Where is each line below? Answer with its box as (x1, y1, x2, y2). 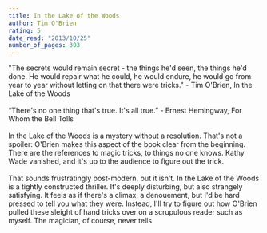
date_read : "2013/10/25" (8, 34, 91, 42)
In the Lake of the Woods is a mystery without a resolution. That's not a (8, 131, 243, 140)
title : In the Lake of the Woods (8, 11, 120, 20)
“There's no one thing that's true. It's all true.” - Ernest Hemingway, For (8, 105, 242, 116)
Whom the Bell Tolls (8, 114, 74, 124)
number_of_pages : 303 (8, 41, 81, 49)
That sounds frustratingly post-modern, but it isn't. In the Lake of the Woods (8, 173, 260, 184)
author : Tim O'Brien (8, 19, 78, 27)
